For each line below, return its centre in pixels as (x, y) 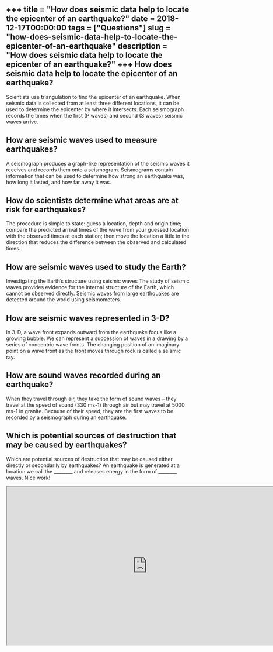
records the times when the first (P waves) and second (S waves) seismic (94, 115)
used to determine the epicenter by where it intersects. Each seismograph (95, 109)
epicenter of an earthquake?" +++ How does (89, 65)
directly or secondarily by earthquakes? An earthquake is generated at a (93, 465)
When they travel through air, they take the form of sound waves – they (91, 399)
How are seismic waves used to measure (82, 140)
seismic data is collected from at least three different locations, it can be (93, 103)
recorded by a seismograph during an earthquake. (66, 417)
